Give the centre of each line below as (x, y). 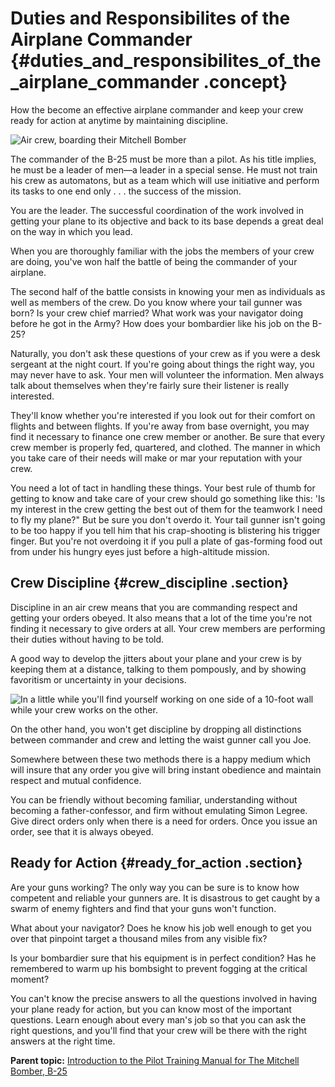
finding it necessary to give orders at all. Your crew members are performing (168, 628)
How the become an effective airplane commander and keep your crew (157, 109)
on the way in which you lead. (71, 231)
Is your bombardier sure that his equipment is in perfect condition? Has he (163, 958)
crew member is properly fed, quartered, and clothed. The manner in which (165, 447)
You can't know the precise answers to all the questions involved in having (164, 998)
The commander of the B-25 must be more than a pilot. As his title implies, (163, 159)
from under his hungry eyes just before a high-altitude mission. (140, 551)
